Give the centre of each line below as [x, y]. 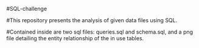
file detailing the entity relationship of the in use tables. [75, 38]
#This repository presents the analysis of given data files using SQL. [92, 20]
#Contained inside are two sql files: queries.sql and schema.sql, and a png [100, 32]
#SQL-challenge [27, 9]
